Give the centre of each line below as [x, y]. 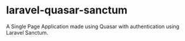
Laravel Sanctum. [27, 32]
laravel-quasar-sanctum [67, 10]
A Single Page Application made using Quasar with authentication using [93, 26]
